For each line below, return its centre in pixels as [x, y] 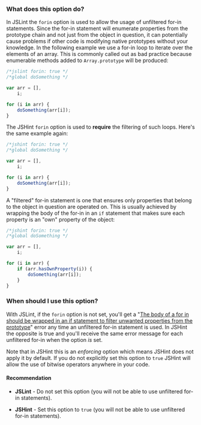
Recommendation [29, 378]
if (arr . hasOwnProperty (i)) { [55, 269]
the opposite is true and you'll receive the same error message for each [94, 333]
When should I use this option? [52, 301]
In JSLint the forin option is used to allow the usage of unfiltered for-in [94, 22]
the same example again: [37, 134]
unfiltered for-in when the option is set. [55, 340]
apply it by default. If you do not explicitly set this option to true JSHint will [98, 358]
